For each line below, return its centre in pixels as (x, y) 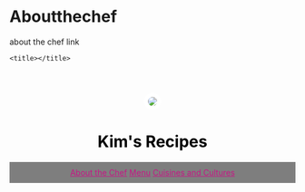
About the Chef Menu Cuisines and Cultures (152, 172)
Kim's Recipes (152, 142)
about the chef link (44, 42)
